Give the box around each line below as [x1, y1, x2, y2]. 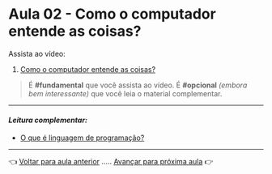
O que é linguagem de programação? [19, 133, 145, 142]
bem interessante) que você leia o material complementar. [28, 88, 223, 98]
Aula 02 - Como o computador [8, 5, 216, 23]
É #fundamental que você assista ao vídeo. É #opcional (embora [28, 80, 248, 90]
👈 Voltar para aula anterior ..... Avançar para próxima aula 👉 [8, 157, 214, 167]
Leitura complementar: [8, 115, 87, 125]
